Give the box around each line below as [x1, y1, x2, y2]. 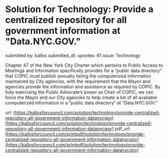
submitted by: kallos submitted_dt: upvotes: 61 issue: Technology [5, 52, 140, 59]
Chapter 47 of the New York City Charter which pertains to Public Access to [5, 62, 163, 68]
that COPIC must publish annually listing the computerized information [5, 73, 151, 79]
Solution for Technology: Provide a [5, 4, 154, 15]
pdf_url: [115, 125, 131, 132]
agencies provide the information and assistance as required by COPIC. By [5, 83, 160, 89]
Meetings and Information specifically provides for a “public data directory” [5, 67, 162, 74]
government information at [5, 25, 121, 36]
